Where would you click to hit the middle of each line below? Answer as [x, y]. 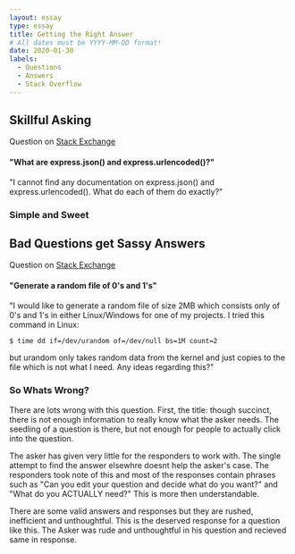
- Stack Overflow [50, 84]
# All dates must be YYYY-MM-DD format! [86, 42]
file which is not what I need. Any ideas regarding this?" [112, 367]
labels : [24, 59]
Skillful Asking [51, 120]
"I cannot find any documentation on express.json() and [112, 182]
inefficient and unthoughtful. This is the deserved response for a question [145, 520]
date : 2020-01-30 [42, 51]
